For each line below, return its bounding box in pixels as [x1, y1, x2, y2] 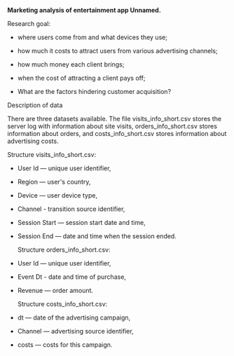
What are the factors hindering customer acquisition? [17, 88, 172, 95]
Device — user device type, [17, 191, 98, 199]
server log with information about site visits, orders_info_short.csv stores [7, 122, 217, 130]
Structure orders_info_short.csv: [17, 245, 111, 254]
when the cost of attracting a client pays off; [17, 74, 146, 82]
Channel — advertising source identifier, [17, 327, 135, 335]
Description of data [7, 101, 63, 109]
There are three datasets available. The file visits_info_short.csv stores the [7, 115, 222, 123]
